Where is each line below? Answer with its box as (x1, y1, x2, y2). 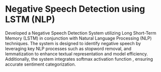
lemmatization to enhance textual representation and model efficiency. (5, 50, 148, 57)
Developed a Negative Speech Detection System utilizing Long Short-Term (5, 30, 157, 36)
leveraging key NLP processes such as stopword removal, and (5, 46, 131, 51)
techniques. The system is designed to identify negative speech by (5, 40, 141, 46)
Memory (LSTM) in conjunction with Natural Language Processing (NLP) (5, 35, 152, 41)
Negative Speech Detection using (5, 3, 145, 15)
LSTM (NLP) (5, 14, 55, 25)
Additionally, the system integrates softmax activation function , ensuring (5, 56, 153, 62)
